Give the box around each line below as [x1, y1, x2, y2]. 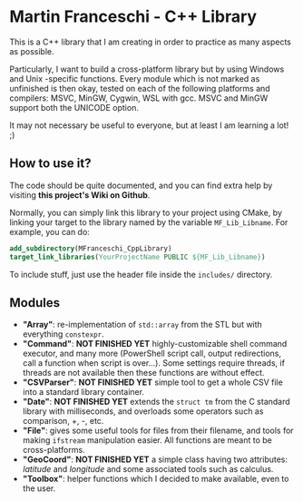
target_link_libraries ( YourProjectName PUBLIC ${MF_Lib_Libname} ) [9, 252, 266, 261]
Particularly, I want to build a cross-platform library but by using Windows [9, 64, 285, 74]
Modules [9, 295, 61, 310]
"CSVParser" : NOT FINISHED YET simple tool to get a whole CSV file [22, 377, 283, 388]
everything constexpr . [22, 329, 104, 339]
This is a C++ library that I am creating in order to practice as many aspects [9, 36, 292, 47]
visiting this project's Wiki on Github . [9, 189, 151, 201]
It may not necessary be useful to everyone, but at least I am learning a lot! [9, 120, 289, 131]
